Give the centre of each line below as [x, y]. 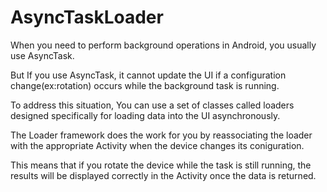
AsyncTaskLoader [87, 17]
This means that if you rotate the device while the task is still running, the [161, 165]
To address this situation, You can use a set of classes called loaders [152, 105]
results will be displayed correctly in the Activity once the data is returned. [163, 175]
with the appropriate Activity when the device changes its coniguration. [157, 145]
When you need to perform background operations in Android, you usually [163, 45]
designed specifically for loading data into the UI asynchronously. [145, 115]
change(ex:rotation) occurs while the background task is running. [145, 85]
